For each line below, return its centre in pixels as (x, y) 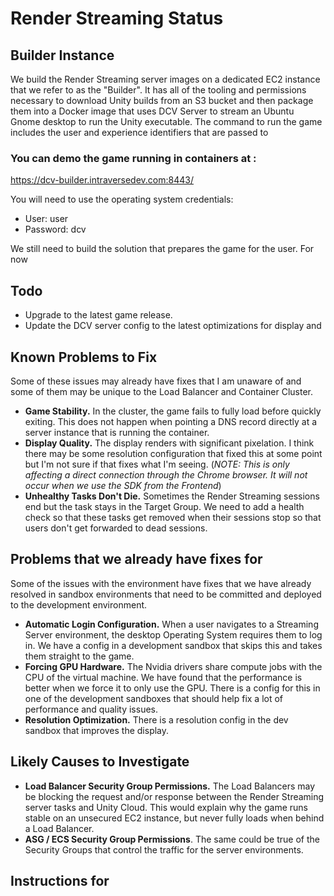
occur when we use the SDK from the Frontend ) (123, 485)
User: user (46, 219)
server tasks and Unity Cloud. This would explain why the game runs (166, 807)
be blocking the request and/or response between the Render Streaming (174, 796)
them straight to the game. (79, 656)
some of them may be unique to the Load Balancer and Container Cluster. (162, 391)
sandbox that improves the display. (97, 730)
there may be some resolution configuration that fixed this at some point (173, 453)
